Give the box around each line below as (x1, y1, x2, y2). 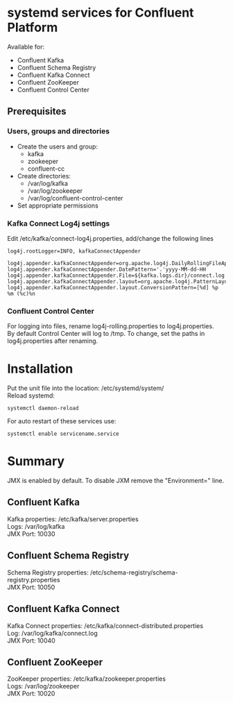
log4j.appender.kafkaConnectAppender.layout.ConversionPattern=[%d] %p (7, 284, 218, 291)
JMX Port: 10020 (7, 689, 55, 698)
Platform (7, 19, 58, 35)
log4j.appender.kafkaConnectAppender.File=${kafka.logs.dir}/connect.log (7, 272, 225, 279)
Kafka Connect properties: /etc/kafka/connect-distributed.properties (7, 621, 203, 629)
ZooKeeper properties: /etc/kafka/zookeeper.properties (7, 675, 166, 683)
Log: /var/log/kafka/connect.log (7, 629, 98, 637)
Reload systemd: (7, 391, 55, 400)
